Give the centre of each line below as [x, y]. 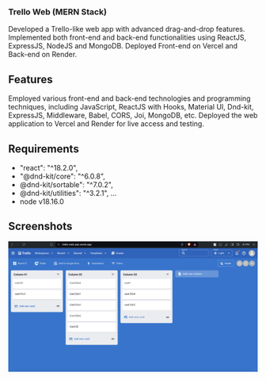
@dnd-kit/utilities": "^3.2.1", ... [68, 193]
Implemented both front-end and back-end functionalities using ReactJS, [127, 37]
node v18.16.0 [42, 202]
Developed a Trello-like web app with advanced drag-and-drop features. [127, 29]
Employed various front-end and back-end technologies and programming [129, 98]
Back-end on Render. [43, 55]
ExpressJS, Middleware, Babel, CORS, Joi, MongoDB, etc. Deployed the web [133, 115]
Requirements [44, 149]
